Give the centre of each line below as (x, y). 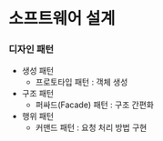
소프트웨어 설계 (62, 19)
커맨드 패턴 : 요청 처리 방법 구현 (91, 127)
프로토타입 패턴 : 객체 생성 (81, 82)
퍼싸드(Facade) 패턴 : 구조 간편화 (94, 105)
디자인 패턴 (31, 49)
